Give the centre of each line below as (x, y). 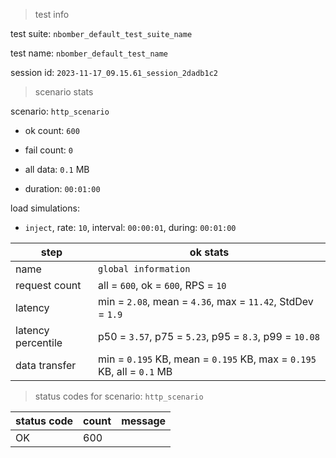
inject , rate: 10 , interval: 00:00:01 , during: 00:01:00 (130, 227)
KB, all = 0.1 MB (135, 371)
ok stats (209, 252)
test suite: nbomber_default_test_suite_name (101, 33)
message (144, 421)
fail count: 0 (49, 150)
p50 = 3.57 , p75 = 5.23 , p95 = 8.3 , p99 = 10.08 (209, 336)
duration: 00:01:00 (62, 188)
